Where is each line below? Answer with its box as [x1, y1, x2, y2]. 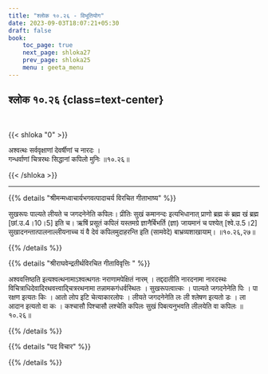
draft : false [8, 26, 52, 34]
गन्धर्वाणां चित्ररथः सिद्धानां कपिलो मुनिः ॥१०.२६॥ [8, 154, 130, 163]
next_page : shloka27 [22, 49, 91, 57]
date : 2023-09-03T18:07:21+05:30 [8, 19, 120, 27]
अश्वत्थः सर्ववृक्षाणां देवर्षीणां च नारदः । [8, 145, 101, 155]
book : [8, 33, 26, 42]
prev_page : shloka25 [22, 57, 91, 65]
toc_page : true [22, 41, 73, 49]
